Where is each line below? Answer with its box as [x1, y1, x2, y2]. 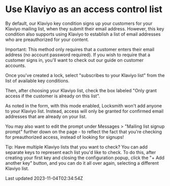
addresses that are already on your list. [5, 113, 87, 120]
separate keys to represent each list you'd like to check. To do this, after [5, 149, 156, 155]
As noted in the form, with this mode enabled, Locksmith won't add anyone [5, 102, 162, 108]
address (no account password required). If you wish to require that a [5, 52, 151, 58]
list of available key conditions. [5, 78, 70, 84]
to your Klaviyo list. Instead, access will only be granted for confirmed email [5, 108, 164, 114]
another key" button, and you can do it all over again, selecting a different [5, 160, 159, 166]
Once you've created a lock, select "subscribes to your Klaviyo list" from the [5, 72, 165, 78]
